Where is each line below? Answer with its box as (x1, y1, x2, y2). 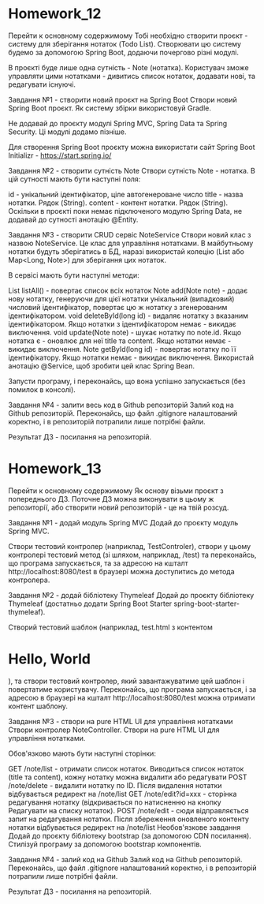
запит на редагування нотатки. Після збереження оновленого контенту (8, 814, 250, 824)
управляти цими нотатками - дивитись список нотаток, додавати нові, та (8, 71, 256, 80)
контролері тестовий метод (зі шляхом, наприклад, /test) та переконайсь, (8, 550, 257, 559)
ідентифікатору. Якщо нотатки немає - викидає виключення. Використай (8, 353, 255, 362)
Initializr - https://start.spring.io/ (8, 151, 112, 160)
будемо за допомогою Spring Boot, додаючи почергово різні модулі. (8, 47, 239, 57)
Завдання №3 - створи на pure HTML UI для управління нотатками (8, 716, 233, 726)
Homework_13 (8, 460, 102, 478)
